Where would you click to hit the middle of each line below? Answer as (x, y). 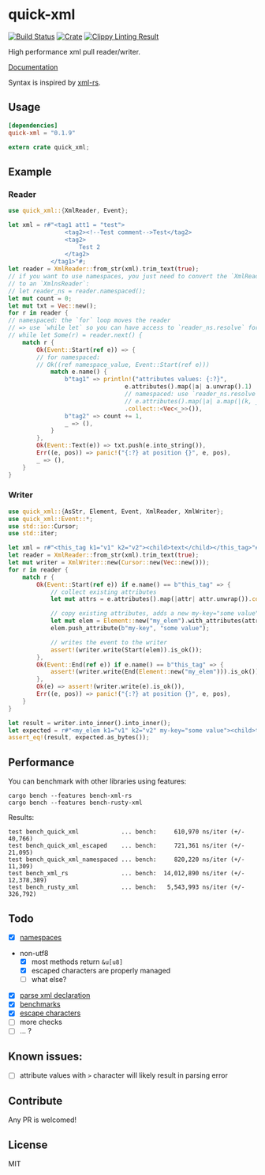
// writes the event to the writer (109, 642)
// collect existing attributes (103, 592)
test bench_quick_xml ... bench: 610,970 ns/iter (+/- (127, 832)
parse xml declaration (55, 996)
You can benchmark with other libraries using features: (97, 781)
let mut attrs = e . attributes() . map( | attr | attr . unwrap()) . (151, 599)
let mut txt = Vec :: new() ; (52, 306)
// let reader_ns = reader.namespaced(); (77, 291)
